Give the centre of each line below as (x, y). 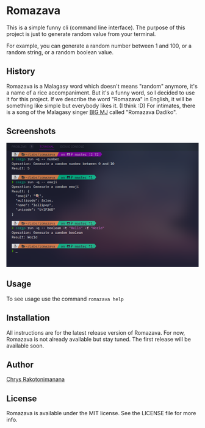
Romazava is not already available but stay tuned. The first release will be (99, 339)
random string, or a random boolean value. (60, 52)
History (21, 72)
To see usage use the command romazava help (65, 299)
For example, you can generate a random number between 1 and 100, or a (99, 46)
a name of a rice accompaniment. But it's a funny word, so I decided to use (101, 93)
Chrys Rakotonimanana (36, 379)
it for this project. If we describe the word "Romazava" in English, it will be (99, 99)
